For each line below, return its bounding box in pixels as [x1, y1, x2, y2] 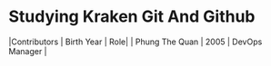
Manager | [8, 45, 47, 56]
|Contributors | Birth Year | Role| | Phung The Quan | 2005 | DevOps [8, 36, 263, 47]
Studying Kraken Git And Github [8, 6, 256, 27]
